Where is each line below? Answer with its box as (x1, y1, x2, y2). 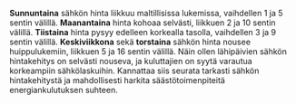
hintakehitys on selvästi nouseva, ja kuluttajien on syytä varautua (9, 56, 252, 66)
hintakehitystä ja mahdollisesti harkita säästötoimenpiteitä (9, 75, 225, 85)
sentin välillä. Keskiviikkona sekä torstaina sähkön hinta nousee (9, 36, 252, 47)
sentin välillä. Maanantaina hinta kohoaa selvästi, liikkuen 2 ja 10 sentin (9, 17, 276, 28)
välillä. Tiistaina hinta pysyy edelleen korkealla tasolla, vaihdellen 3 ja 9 (9, 27, 277, 37)
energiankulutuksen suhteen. (9, 85, 118, 95)
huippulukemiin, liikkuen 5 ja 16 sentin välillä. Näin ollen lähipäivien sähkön (9, 46, 288, 57)
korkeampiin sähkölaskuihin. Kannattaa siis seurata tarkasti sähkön (9, 65, 260, 76)
